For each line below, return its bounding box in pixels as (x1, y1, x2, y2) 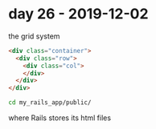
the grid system (8, 31, 60, 41)
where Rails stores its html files (8, 113, 111, 123)
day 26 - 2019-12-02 (8, 5, 149, 23)
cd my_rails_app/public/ (8, 99, 92, 107)
